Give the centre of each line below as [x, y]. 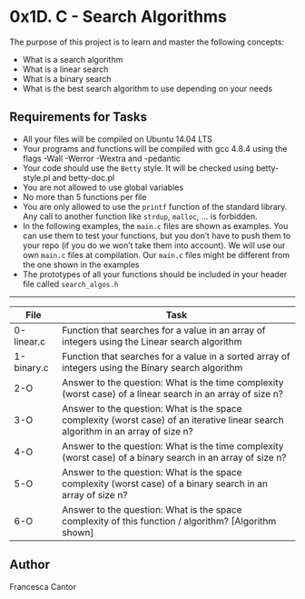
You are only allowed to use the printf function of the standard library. [155, 206]
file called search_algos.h [70, 284]
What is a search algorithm [73, 59]
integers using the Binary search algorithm [152, 367]
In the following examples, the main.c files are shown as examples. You [155, 225]
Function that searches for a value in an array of [164, 330]
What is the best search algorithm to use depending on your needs [148, 88]
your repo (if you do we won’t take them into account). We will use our [154, 245]
